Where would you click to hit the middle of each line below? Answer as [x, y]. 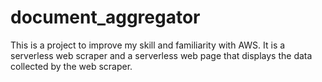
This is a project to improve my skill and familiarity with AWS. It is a [148, 45]
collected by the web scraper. [71, 66]
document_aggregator [105, 17]
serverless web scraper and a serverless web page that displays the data [161, 55]
